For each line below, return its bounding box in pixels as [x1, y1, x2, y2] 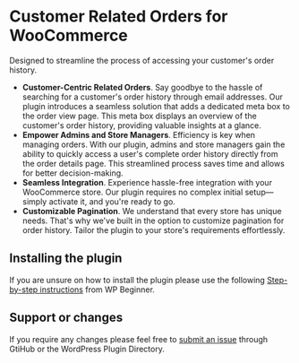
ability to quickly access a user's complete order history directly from [21, 148, 278, 159]
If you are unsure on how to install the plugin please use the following [9, 274, 266, 285]
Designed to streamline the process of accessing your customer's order [9, 55, 275, 65]
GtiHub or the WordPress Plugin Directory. [9, 343, 166, 354]
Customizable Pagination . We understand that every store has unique [21, 205, 282, 216]
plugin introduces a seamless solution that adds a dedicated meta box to [21, 100, 291, 111]
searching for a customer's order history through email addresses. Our [21, 91, 284, 102]
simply [21, 195, 47, 207]
